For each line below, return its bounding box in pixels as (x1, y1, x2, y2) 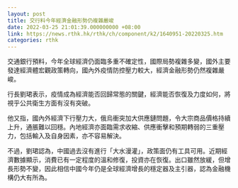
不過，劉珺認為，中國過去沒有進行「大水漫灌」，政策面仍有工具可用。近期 (7, 147, 222, 155)
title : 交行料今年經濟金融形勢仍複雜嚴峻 (7, 17, 115, 24)
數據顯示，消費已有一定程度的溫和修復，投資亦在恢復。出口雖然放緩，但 (13, 155, 225, 164)
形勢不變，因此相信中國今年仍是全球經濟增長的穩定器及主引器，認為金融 (13, 165, 225, 173)
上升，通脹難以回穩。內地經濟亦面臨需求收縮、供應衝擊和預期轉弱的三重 (7, 123, 218, 131)
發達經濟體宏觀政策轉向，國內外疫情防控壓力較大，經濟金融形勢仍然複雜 (7, 66, 218, 74)
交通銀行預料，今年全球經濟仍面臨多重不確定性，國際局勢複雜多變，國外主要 (7, 57, 231, 66)
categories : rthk (7, 37, 59, 44)
